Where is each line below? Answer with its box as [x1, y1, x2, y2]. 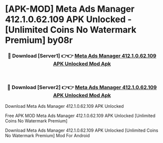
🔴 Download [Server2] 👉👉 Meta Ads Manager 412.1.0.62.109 [7, 84, 157, 91]
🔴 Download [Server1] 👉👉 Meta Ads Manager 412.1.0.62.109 [7, 52, 157, 59]
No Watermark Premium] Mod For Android [5, 132, 90, 138]
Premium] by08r [5, 35, 73, 46]
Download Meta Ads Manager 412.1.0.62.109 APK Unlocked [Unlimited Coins [5, 127, 159, 133]
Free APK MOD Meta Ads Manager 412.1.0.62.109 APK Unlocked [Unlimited [5, 113, 156, 119]
